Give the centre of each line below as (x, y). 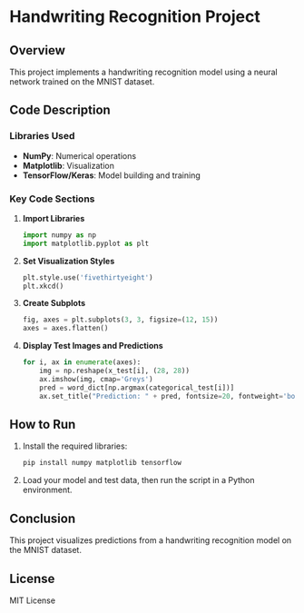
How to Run (43, 425)
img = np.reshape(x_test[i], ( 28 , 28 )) (115, 371)
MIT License (33, 600)
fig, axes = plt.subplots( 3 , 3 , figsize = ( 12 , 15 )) (120, 320)
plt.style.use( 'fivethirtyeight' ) (88, 277)
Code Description (60, 110)
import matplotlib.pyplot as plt (86, 243)
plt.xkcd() (43, 286)
